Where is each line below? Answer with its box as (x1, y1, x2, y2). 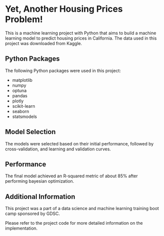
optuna (12, 87, 27, 94)
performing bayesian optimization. (5, 178, 74, 184)
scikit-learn (12, 103, 35, 109)
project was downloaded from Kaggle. (5, 40, 82, 46)
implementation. (5, 225, 38, 231)
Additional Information (5, 192, 75, 201)
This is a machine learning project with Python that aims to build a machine (5, 30, 157, 36)
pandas (12, 93, 28, 98)
